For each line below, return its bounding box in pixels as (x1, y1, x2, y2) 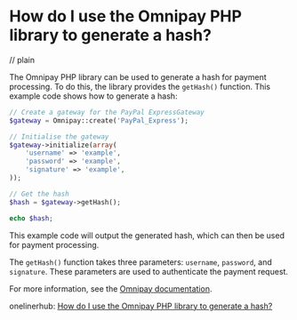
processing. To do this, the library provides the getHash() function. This (9, 81, 271, 92)
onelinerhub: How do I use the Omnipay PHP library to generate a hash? (9, 300, 273, 311)
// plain (9, 54, 36, 65)
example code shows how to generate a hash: (9, 91, 178, 101)
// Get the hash (9, 189, 69, 198)
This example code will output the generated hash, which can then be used (9, 229, 285, 241)
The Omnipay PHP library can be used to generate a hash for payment (9, 71, 267, 82)
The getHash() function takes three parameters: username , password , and (9, 256, 273, 268)
